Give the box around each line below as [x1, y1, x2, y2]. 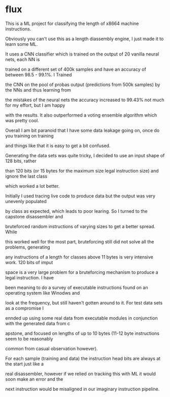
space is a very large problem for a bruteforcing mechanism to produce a [5, 269, 158, 275]
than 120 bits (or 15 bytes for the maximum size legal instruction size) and [5, 167, 159, 174]
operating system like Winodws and [5, 290, 80, 296]
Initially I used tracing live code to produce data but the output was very [5, 192, 156, 199]
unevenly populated [5, 198, 47, 204]
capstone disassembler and [5, 213, 63, 219]
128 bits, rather [5, 158, 37, 164]
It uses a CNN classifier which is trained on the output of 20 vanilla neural [5, 51, 159, 57]
